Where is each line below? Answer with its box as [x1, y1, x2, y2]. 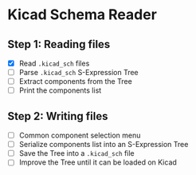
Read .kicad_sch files [18, 58, 90, 68]
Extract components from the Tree [18, 77, 132, 86]
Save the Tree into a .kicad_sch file [18, 149, 135, 158]
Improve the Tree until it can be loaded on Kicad [18, 157, 177, 167]
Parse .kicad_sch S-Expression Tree [18, 68, 139, 78]
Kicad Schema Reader [7, 6, 157, 24]
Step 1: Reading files [7, 38, 111, 51]
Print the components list [18, 86, 102, 95]
